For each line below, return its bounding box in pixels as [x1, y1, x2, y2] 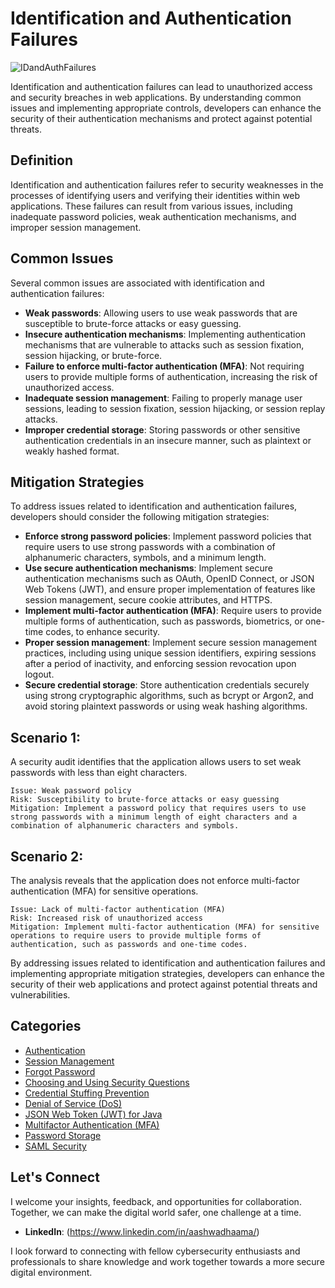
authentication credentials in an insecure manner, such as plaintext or [24, 434, 312, 446]
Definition [10, 152, 73, 169]
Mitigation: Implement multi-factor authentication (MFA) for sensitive [10, 922, 320, 932]
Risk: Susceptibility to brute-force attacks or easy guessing [10, 795, 280, 805]
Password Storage [24, 1129, 102, 1141]
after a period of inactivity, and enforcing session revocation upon [24, 658, 297, 670]
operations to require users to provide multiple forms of [10, 931, 262, 941]
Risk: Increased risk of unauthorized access [10, 913, 203, 923]
